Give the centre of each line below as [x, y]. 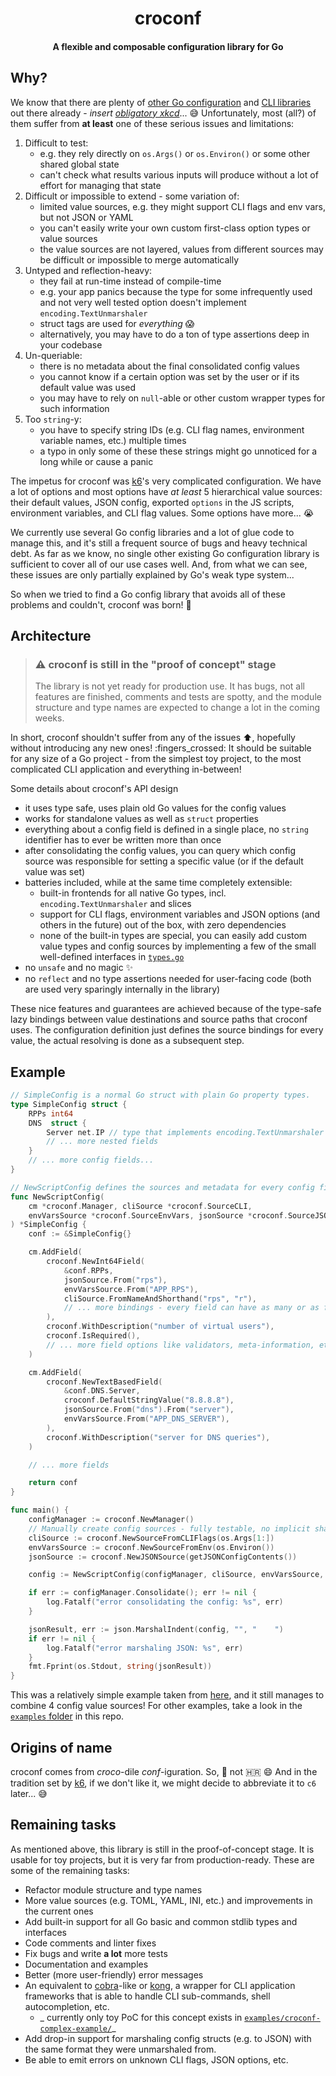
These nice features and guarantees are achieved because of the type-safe [166, 1009]
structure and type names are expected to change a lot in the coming [177, 708]
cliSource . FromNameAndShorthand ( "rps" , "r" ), [160, 1298]
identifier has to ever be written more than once [123, 840]
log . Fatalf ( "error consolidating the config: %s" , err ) [165, 1602]
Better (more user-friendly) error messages [114, 1974]
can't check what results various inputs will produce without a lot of [179, 174]
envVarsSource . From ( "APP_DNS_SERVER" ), [146, 1419]
